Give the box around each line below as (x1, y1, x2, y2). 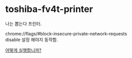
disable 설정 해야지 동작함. (5, 36, 58, 42)
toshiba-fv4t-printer (5, 3, 94, 15)
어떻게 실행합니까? (5, 47, 42, 53)
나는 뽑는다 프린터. (5, 20, 42, 26)
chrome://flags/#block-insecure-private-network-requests (5, 30, 127, 36)
